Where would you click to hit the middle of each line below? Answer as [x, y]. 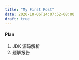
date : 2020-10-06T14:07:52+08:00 [40, 14]
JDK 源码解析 [26, 46]
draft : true [17, 19]
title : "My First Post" [30, 10]
